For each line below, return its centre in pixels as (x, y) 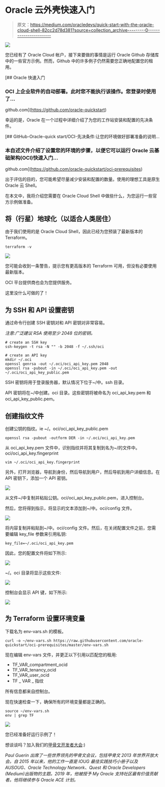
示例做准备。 (22, 202)
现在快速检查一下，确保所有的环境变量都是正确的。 (57, 701)
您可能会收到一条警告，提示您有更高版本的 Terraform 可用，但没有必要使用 (81, 266)
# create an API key (26, 355)
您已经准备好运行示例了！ (31, 734)
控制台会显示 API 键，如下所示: (36, 592)
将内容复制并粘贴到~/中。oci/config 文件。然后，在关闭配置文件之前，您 (78, 528)
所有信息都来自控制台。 (29, 691)
